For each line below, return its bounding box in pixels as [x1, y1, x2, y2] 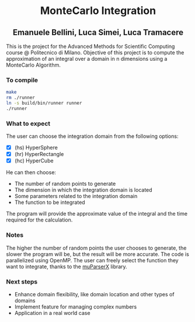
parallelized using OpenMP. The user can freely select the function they [6, 257, 179, 264]
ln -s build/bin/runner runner [6, 101, 82, 106]
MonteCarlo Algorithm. [6, 61, 61, 68]
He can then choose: [6, 169, 57, 176]
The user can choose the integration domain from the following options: [6, 133, 179, 140]
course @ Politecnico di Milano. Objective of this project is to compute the [6, 49, 184, 56]
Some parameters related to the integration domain [14, 193, 138, 200]
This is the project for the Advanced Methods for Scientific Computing [6, 43, 175, 50]
